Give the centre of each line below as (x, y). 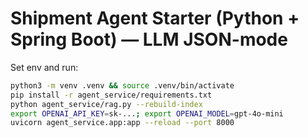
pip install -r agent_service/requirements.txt (111, 95)
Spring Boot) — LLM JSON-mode (149, 39)
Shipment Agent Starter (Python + (155, 18)
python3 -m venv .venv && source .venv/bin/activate (122, 85)
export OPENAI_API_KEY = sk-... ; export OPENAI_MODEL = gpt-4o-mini (147, 113)
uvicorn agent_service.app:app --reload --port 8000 (122, 123)
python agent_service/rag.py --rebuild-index (106, 104)
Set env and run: (44, 67)
